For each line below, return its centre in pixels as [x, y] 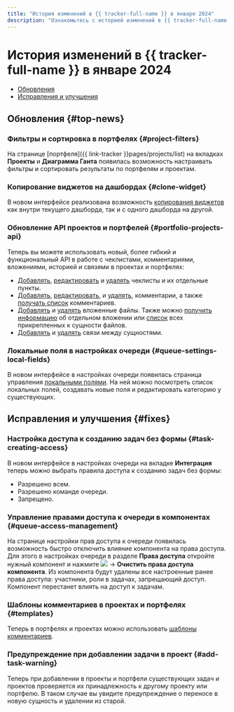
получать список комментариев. [67, 303]
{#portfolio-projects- [187, 228]
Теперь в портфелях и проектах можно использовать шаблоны [102, 629]
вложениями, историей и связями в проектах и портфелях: [96, 266]
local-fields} [29, 360]
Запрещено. [35, 499]
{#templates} [30, 613]
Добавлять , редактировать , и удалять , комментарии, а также [110, 295]
